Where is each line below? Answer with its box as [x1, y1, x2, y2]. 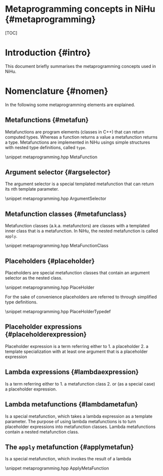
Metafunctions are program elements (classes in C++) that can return [5, 129, 145, 135]
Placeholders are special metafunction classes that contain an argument [5, 270, 150, 276]
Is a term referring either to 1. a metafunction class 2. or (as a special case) [5, 381, 156, 387]
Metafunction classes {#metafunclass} [5, 210, 127, 218]
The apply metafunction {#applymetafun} [5, 443, 134, 451]
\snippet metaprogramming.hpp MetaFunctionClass [5, 243, 109, 249]
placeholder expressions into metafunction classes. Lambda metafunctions [5, 424, 156, 430]
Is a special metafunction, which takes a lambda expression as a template [5, 413, 153, 419]
